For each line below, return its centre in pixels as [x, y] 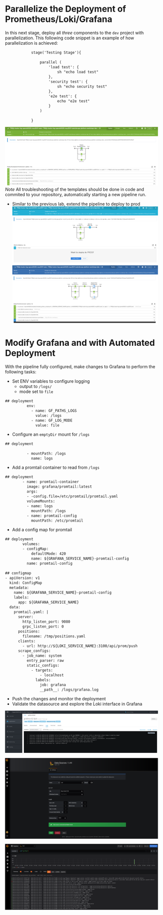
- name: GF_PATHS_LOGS [54, 411]
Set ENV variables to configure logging [51, 381]
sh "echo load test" [78, 72]
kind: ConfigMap [26, 583]
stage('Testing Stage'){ [56, 52]
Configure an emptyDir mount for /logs [51, 434]
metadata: [19, 588]
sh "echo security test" [82, 86]
